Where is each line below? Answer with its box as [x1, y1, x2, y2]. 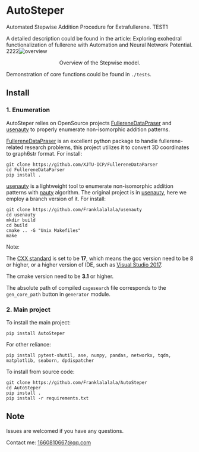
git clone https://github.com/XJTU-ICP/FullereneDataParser [6, 162, 159, 168]
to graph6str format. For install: [6, 150, 83, 157]
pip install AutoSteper [6, 330, 65, 336]
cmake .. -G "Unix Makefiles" [6, 227, 81, 233]
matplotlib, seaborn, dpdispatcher [6, 357, 94, 364]
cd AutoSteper [6, 385, 42, 391]
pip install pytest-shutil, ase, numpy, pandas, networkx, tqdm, [6, 352, 171, 358]
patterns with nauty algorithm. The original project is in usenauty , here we [6, 188, 187, 196]
